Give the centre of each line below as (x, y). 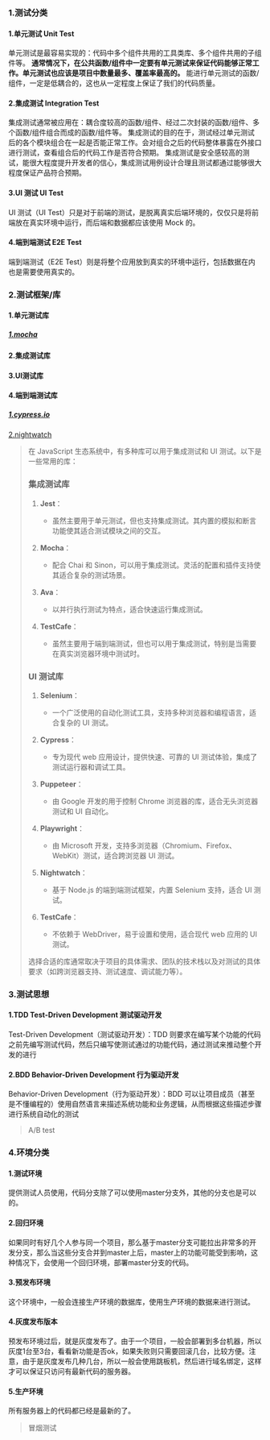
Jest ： (51, 503)
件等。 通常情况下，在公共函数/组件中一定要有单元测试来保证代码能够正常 (131, 63)
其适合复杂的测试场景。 (91, 575)
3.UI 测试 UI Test (36, 193)
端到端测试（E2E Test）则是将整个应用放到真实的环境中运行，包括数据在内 (132, 261)
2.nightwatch (30, 435)
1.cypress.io (29, 414)
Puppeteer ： (61, 784)
